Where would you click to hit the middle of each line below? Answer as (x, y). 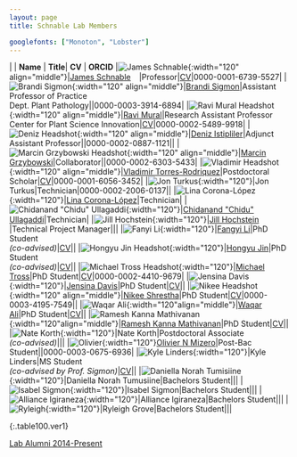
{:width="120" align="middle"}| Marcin (196, 153)
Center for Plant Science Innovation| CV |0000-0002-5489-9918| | (130, 125)
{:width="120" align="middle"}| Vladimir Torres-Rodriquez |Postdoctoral (140, 172)
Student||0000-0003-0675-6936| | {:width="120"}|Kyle (138, 352)
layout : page (33, 17)
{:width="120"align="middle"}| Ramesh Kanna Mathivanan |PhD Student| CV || (149, 324)
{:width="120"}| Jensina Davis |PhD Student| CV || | (99, 286)
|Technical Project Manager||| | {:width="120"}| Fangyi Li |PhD (139, 229)
